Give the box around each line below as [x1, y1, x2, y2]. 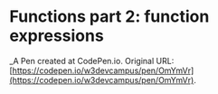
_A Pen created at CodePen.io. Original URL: [9, 55, 175, 66]
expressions [9, 25, 104, 46]
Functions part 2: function [9, 6, 210, 27]
